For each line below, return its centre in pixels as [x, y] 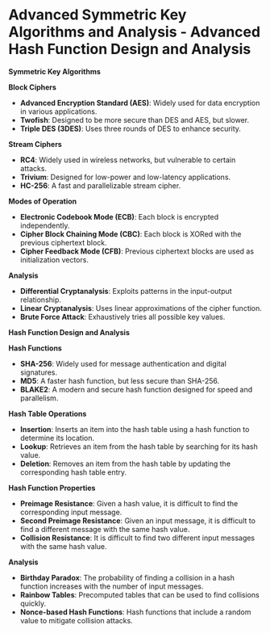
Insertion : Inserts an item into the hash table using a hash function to [135, 429]
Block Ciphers [32, 87]
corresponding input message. [71, 512]
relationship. [41, 300]
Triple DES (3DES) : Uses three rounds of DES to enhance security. [131, 128]
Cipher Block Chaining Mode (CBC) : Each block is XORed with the [131, 234]
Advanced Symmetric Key [98, 15]
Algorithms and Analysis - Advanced [134, 32]
